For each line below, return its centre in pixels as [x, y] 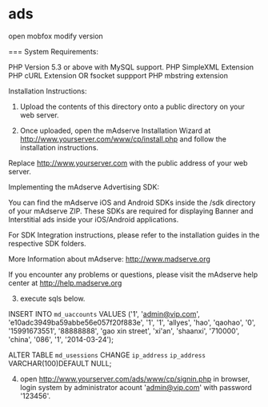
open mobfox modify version [56, 36]
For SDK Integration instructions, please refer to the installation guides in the [134, 235]
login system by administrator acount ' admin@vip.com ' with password [136, 387]
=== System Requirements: [53, 51]
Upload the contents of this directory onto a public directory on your [132, 106]
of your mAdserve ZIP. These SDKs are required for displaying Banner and [131, 211]
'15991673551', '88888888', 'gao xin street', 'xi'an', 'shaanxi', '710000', [124, 331]
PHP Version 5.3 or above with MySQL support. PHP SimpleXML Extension [131, 67]
